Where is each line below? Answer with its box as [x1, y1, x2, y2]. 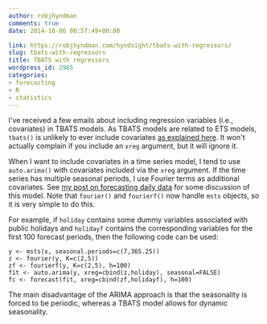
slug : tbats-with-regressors [8, 49, 106, 57]
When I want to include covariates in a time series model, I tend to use [8, 157, 241, 166]
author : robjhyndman [8, 11, 78, 20]
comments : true [8, 19, 60, 27]
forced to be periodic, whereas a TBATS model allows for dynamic [8, 298, 228, 308]
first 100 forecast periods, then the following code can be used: [8, 232, 219, 242]
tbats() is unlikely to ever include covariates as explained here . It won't [8, 133, 245, 142]
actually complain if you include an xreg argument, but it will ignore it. [8, 141, 239, 151]
